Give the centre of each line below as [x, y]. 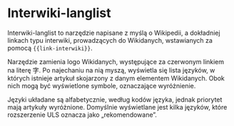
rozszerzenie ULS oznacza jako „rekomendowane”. [82, 115]
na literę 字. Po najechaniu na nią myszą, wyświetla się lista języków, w [111, 70]
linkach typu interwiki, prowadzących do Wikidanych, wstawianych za [110, 40]
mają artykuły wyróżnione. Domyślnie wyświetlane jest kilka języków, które [117, 107]
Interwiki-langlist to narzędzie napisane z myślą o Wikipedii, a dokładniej [114, 33]
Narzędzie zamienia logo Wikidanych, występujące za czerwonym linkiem [116, 61]
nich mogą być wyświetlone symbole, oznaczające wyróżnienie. [102, 85]
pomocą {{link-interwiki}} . [50, 48]
